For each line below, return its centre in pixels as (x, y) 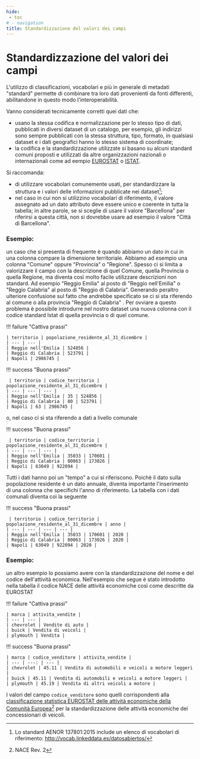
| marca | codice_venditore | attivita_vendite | (69, 657)
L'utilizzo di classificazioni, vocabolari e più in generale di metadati (88, 87)
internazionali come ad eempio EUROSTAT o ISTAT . (78, 161)
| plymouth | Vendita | (36, 636)
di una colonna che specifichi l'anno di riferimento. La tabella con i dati (93, 490)
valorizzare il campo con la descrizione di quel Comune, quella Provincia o (97, 271)
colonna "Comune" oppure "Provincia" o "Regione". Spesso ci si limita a (94, 265)
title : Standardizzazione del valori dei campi (66, 28)
